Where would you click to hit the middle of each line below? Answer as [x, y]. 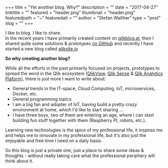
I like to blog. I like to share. [33, 33]
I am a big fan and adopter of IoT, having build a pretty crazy [75, 104]
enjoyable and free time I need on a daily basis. [54, 140]
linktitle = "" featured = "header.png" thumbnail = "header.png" [70, 12]
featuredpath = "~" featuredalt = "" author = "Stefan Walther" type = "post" [83, 18]
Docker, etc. [25, 94]
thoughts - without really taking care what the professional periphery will [80, 155]
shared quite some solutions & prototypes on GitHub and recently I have [79, 43]
